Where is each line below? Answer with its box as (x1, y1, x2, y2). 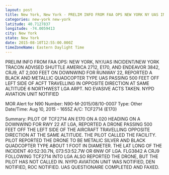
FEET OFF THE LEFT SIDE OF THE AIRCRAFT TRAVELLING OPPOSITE (5, 127, 150, 133)
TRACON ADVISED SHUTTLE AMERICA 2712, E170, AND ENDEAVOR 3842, (5, 64, 160, 70)
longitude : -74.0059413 (5, 26, 55, 31)
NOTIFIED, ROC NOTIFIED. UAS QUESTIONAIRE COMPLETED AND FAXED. (5, 164, 159, 170)
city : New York (5, 31, 37, 36)
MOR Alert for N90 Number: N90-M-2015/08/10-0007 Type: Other (5, 100, 142, 106)
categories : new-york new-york (5, 17, 71, 22)
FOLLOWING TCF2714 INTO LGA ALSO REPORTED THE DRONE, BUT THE (5, 153, 158, 159)
